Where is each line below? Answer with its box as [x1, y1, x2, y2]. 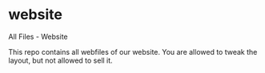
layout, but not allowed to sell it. [8, 56, 114, 65]
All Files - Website [8, 32, 68, 41]
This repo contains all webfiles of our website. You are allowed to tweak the [8, 47, 258, 56]
